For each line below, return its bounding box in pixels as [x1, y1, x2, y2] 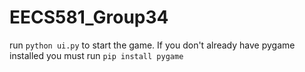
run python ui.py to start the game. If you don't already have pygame [9, 39, 296, 51]
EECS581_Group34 [9, 6, 169, 29]
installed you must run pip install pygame [9, 49, 184, 61]
